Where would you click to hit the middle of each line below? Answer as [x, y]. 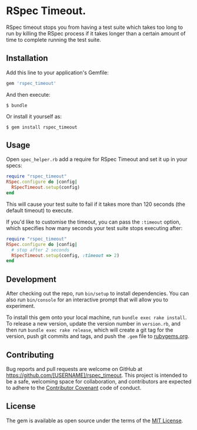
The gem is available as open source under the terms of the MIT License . [95, 421]
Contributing [30, 355]
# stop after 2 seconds [40, 250]
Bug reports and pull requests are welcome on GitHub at [74, 369]
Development [31, 279]
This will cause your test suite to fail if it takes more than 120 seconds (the [96, 204]
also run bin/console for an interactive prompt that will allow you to [87, 300]
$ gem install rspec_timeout [42, 127]
